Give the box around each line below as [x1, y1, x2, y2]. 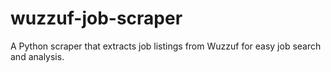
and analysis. [10, 50, 65, 62]
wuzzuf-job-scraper [10, 7, 183, 30]
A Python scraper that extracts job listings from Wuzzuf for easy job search [10, 40, 322, 52]
